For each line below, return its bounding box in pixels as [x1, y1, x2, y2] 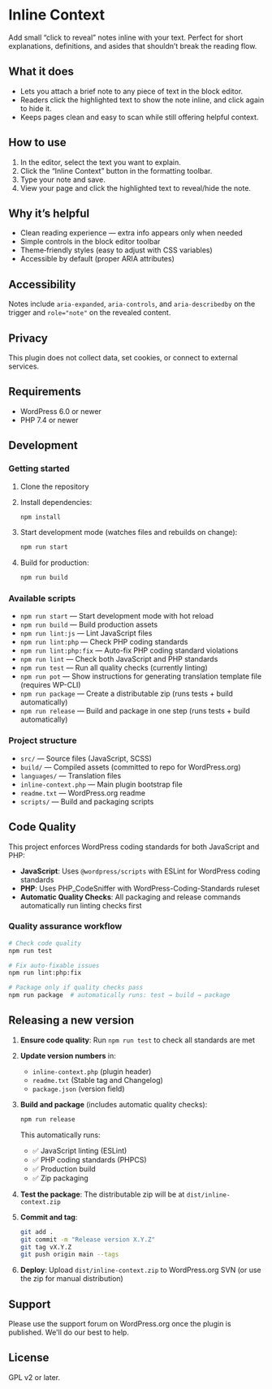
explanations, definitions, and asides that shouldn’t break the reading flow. [8, 41, 257, 50]
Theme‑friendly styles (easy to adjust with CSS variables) [19, 245, 213, 255]
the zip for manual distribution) [19, 1274, 123, 1283]
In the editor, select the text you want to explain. [19, 157, 181, 167]
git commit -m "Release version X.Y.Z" [19, 1236, 156, 1244]
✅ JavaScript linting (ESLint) [32, 1145, 127, 1155]
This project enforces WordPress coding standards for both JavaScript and [8, 842, 260, 852]
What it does [8, 65, 75, 79]
